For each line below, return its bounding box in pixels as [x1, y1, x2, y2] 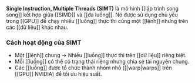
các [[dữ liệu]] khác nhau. [6, 24, 69, 31]
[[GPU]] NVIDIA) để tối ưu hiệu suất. [14, 71, 102, 78]
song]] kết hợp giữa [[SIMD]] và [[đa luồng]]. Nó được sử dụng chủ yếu [6, 11, 178, 18]
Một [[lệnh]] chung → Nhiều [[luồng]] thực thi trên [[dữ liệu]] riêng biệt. [14, 52, 187, 59]
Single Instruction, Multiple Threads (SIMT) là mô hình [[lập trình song [6, 5, 179, 12]
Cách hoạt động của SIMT [6, 38, 82, 47]
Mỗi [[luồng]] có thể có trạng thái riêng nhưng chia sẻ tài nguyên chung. [14, 58, 190, 65]
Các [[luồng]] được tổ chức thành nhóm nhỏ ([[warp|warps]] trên [14, 64, 172, 71]
